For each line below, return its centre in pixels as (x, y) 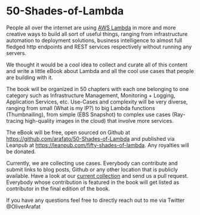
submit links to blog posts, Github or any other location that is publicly (92, 169)
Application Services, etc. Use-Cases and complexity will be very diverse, (97, 102)
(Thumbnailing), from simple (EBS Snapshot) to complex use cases (89, 114)
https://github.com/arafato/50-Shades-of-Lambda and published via (90, 138)
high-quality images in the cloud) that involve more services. (99, 120)
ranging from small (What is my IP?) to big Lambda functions (81, 108)
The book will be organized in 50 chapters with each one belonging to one (98, 89)
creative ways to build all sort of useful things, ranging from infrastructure (97, 34)
